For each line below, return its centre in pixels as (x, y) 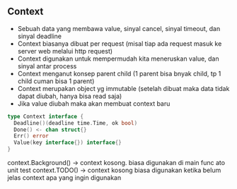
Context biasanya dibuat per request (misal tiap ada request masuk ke (120, 43)
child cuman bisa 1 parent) (56, 81)
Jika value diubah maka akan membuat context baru (94, 103)
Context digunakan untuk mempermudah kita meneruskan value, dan (118, 59)
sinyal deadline (40, 36)
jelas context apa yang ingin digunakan (64, 178)
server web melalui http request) (65, 51)
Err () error (31, 136)
